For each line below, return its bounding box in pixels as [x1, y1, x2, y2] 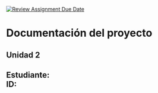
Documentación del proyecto [6, 27, 153, 40]
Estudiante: [6, 70, 50, 80]
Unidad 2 [6, 50, 40, 60]
